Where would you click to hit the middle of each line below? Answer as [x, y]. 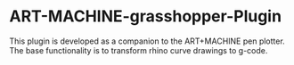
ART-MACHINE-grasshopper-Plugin [146, 16]
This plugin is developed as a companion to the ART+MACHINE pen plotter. [147, 41]
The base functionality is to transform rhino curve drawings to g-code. [139, 50]
